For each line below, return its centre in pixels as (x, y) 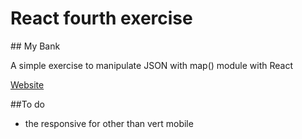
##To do (27, 104)
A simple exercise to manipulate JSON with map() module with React (152, 65)
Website (27, 84)
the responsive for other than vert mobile (109, 123)
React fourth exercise (101, 18)
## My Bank (35, 46)
